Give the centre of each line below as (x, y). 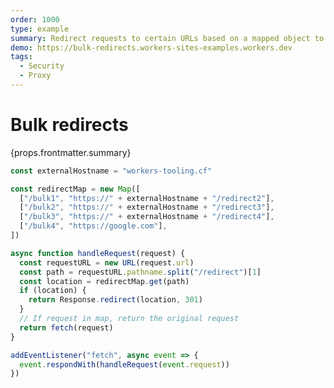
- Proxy (35, 76)
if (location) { (53, 291)
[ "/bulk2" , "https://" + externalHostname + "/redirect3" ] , (147, 207)
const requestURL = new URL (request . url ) (107, 262)
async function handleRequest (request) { (98, 253)
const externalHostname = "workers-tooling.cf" (111, 171)
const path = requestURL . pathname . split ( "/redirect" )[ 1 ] (140, 272)
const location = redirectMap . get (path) (104, 281)
